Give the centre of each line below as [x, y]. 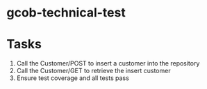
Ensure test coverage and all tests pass [73, 78]
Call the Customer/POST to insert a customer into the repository [108, 63]
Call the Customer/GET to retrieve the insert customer [93, 71]
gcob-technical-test [66, 13]
